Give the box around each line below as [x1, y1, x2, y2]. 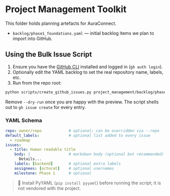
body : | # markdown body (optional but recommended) [14, 152, 164, 157]
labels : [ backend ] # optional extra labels [14, 161, 121, 167]
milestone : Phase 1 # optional [14, 171, 92, 176]
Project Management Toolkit [5, 4, 127, 15]
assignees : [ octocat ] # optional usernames [14, 166, 114, 171]
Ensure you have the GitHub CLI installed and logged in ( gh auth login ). [12, 63, 163, 69]
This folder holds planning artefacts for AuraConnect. [5, 20, 116, 26]
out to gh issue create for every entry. [5, 104, 86, 110]
